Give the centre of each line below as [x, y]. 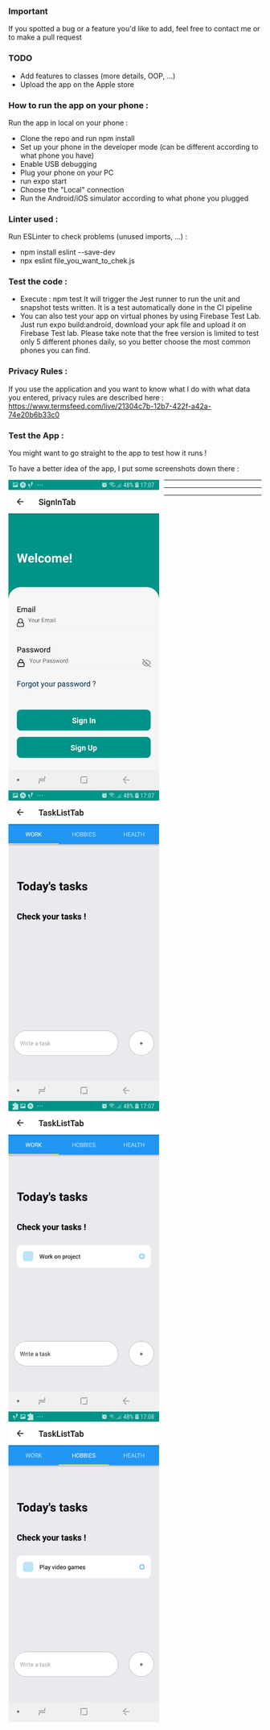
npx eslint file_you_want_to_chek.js [77, 261]
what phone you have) [57, 155]
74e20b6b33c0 [34, 414]
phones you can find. [55, 350]
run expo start [43, 181]
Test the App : [36, 435]
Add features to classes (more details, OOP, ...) [98, 76]
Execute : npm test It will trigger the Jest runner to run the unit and [130, 299]
